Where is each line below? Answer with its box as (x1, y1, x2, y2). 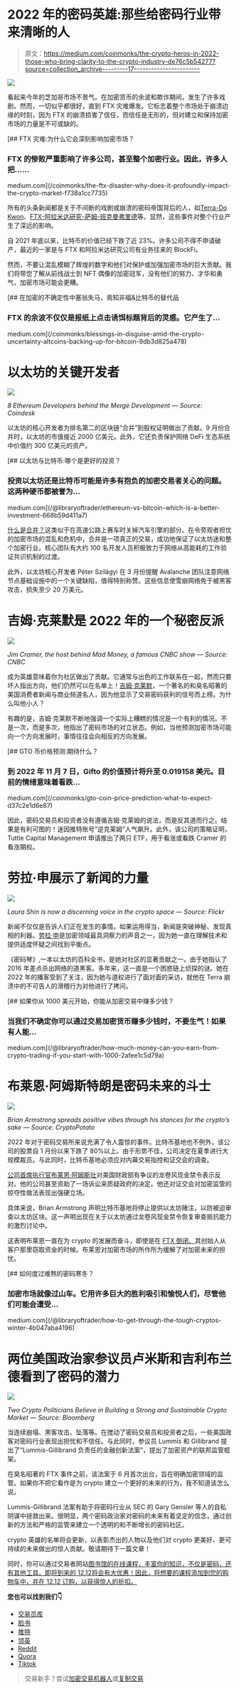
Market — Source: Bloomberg (7, 1413, 95, 1422)
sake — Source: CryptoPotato (7, 1123, 95, 1131)
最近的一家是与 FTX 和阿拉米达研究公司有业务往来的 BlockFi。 (19, 245, 202, 254)
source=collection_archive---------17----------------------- (24, 65, 201, 73)
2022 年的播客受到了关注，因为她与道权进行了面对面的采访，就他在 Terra (7, 972, 223, 981)
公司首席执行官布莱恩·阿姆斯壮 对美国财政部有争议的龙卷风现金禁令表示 (7, 1171, 216, 1179)
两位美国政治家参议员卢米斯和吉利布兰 (7, 1350, 233, 1367)
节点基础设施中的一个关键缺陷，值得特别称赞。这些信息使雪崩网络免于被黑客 (7, 576, 232, 585)
